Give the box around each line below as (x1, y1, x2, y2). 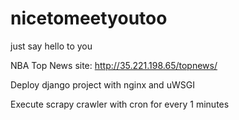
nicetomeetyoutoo (10, 7, 168, 30)
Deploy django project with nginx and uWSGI (10, 78, 195, 91)
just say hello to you (10, 40, 93, 52)
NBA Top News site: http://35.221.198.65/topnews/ (10, 59, 218, 71)
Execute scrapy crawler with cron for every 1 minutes (10, 98, 230, 110)
